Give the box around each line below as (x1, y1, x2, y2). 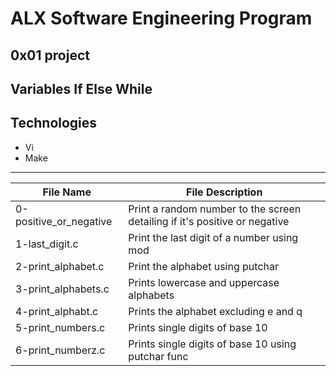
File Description (186, 185, 263, 199)
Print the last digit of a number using (128, 230, 299, 244)
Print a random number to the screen (128, 202, 302, 216)
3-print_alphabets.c (15, 282, 110, 296)
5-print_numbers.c (15, 320, 106, 334)
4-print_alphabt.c (15, 304, 99, 318)
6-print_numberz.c (15, 343, 106, 357)
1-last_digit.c (15, 237, 79, 251)
